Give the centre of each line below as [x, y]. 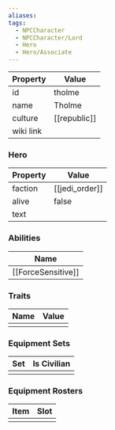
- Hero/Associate [44, 52]
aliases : [22, 15]
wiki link [27, 131]
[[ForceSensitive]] [46, 272]
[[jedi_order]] [79, 188]
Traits [20, 295]
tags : [17, 23]
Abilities [24, 238]
